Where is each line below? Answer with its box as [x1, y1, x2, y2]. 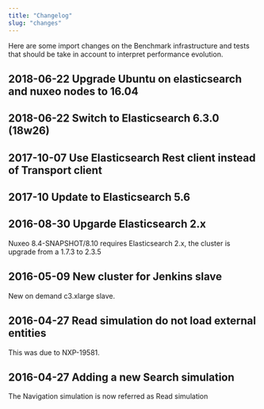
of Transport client [8, 164, 103, 177]
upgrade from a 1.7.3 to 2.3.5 [8, 247, 101, 257]
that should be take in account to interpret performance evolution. [8, 49, 224, 59]
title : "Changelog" [8, 11, 73, 20]
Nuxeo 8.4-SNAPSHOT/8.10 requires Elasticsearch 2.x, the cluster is [8, 238, 231, 248]
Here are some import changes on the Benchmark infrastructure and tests [8, 41, 250, 50]
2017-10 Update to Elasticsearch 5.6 [8, 191, 190, 204]
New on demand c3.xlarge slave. [8, 291, 116, 300]
